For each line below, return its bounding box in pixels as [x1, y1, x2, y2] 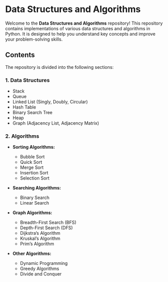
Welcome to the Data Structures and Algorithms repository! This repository [5, 20, 163, 26]
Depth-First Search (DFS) [20, 225, 73, 231]
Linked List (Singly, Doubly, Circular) [12, 99, 88, 105]
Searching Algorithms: [12, 185, 61, 191]
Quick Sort [20, 159, 43, 165]
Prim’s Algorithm [20, 241, 54, 247]
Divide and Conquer [20, 271, 62, 277]
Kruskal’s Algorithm [20, 235, 60, 242]
